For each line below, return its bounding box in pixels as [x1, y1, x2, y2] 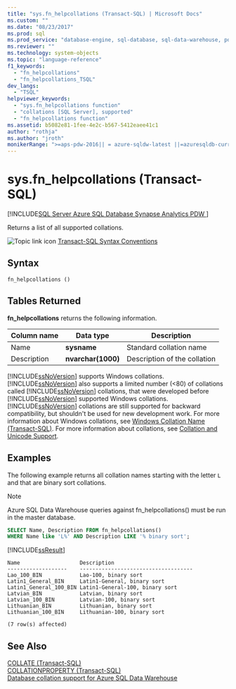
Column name [11, 330, 59, 340]
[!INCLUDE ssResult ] [7, 546, 65, 555]
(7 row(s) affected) [7, 621, 68, 628]
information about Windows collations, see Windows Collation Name [7, 417, 205, 425]
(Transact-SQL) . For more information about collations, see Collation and [7, 424, 218, 433]
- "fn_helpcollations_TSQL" [13, 75, 96, 83]
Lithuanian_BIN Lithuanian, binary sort [7, 602, 152, 609]
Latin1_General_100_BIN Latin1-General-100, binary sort [7, 584, 178, 591]
